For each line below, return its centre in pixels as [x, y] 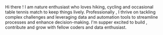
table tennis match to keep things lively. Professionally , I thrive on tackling [80, 12]
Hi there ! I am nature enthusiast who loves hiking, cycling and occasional [79, 7]
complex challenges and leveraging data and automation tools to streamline [81, 17]
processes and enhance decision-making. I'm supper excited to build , [76, 22]
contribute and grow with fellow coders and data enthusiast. [66, 27]
